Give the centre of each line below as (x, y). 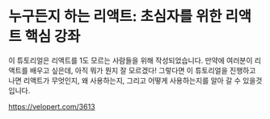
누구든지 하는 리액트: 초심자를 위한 (115, 16)
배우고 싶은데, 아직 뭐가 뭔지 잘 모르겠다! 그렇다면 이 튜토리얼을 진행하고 (143, 70)
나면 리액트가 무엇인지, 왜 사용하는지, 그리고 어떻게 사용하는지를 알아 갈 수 (124, 80)
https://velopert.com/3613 (52, 106)
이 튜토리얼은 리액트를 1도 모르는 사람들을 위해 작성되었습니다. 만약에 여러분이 (131, 60)
